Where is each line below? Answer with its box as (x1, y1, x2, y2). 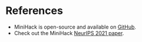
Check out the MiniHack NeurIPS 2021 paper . (14, 29, 124, 36)
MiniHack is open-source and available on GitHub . (14, 23, 137, 30)
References (5, 4, 63, 17)
